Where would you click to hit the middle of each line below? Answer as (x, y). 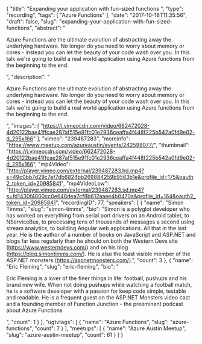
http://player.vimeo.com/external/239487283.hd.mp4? (77, 170)
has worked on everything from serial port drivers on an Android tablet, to (98, 215)
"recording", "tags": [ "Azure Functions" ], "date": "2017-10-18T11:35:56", (96, 15)
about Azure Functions (34, 310)
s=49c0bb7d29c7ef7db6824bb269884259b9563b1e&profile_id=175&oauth (100, 177)
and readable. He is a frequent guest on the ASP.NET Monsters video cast (98, 297)
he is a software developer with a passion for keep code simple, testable (96, 291)
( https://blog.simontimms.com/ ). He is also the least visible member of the (98, 254)
